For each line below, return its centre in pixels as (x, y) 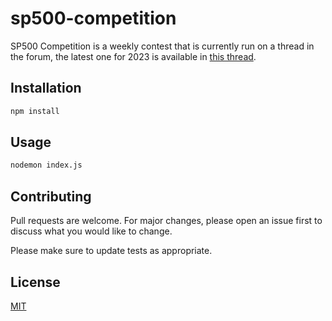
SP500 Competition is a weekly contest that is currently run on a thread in (162, 46)
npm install (35, 111)
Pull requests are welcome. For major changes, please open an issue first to (166, 221)
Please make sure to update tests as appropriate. (111, 251)
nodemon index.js (46, 165)
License (35, 282)
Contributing (51, 196)
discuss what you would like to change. (91, 231)
